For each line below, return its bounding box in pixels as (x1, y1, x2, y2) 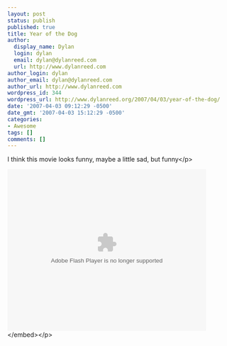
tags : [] (7, 129, 33, 136)
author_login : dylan (7, 69, 69, 77)
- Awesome (7, 122, 37, 130)
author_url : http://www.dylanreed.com (7, 83, 122, 90)
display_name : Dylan (13, 43, 74, 50)
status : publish (7, 17, 55, 24)
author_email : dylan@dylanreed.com (7, 76, 113, 84)
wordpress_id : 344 (7, 89, 62, 96)
